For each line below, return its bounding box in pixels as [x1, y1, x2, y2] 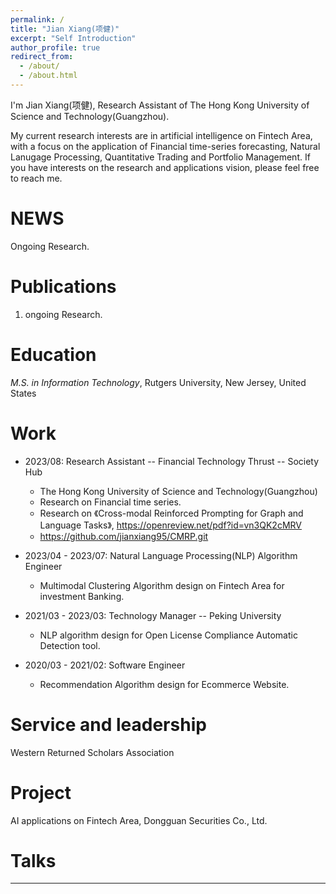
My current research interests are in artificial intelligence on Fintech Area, [10, 129, 313, 141]
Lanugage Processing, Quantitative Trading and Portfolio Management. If [10, 151, 311, 163]
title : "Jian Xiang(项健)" [10, 24, 120, 34]
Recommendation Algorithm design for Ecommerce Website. [39, 678, 290, 690]
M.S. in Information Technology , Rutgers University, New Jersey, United [10, 376, 307, 388]
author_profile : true [10, 42, 101, 53]
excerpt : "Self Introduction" [10, 33, 137, 43]
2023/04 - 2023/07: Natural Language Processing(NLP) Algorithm [24, 549, 298, 561]
